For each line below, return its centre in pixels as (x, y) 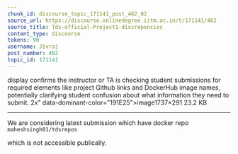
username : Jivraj (33, 47)
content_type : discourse (44, 34)
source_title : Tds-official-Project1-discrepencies (85, 27)
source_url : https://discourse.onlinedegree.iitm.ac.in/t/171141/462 (112, 20)
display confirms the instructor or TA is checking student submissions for (114, 80)
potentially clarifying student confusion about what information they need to (118, 95)
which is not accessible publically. (57, 143)
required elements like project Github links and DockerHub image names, (114, 87)
